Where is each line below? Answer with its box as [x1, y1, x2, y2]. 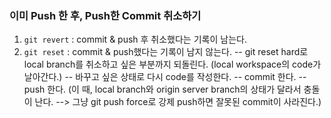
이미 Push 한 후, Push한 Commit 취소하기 [9, 8, 202, 22]
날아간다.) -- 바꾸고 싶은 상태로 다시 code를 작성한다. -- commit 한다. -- [23, 71, 307, 83]
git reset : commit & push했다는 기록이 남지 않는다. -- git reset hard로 [23, 46, 309, 58]
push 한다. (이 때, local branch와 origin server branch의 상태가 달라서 [23, 83, 302, 96]
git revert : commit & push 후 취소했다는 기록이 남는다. [23, 33, 247, 46]
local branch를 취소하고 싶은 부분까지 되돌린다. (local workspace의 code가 [23, 58, 322, 71]
